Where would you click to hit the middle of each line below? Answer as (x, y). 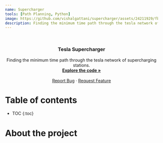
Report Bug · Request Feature (81, 80)
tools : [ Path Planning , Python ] (38, 14)
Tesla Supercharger (81, 49)
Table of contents (41, 100)
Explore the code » (81, 70)
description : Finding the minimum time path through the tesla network (79, 23)
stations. (81, 65)
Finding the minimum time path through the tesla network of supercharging (81, 60)
